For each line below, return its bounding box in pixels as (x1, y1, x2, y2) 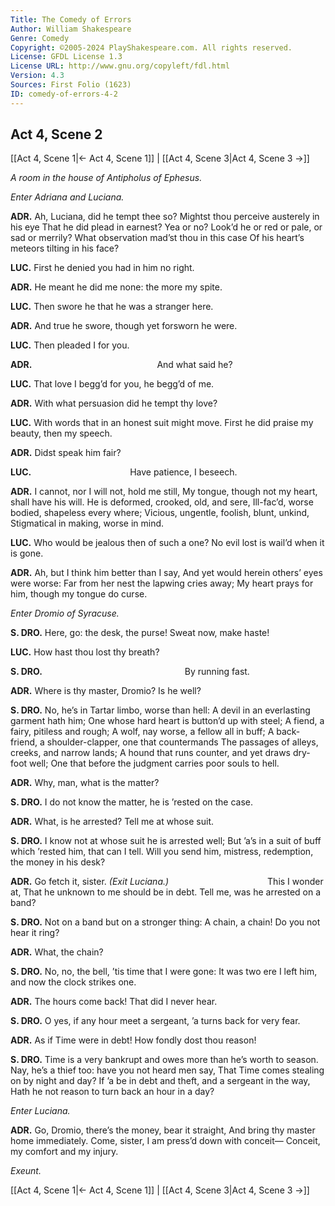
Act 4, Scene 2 (10, 126, 103, 143)
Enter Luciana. (10, 1105, 71, 1117)
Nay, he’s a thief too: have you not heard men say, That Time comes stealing (10, 1064, 325, 1076)
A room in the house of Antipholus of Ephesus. (10, 172, 203, 184)
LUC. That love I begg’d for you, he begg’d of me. (10, 378, 215, 390)
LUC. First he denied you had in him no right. (10, 262, 195, 274)
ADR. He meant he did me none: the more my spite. (10, 281, 223, 293)
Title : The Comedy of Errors (10, 14, 132, 25)
